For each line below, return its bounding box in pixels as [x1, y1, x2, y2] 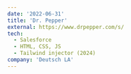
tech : [7, 30, 23, 37]
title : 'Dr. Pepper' [7, 17, 68, 24]
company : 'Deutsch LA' [7, 56, 74, 63]
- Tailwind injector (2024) [13, 50, 96, 57]
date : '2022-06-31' [7, 10, 65, 18]
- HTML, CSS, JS [13, 43, 61, 50]
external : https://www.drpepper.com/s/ [7, 23, 125, 30]
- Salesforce [13, 37, 52, 44]
